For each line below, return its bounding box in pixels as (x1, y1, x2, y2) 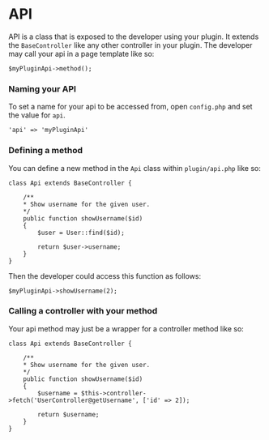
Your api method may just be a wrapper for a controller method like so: (8, 323, 245, 333)
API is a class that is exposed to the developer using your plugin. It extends (8, 32, 259, 41)
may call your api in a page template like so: (8, 49, 155, 58)
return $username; (37, 410, 100, 418)
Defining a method (8, 145, 83, 156)
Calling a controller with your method (8, 305, 158, 317)
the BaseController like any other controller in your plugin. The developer (8, 40, 253, 49)
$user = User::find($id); (37, 229, 126, 237)
